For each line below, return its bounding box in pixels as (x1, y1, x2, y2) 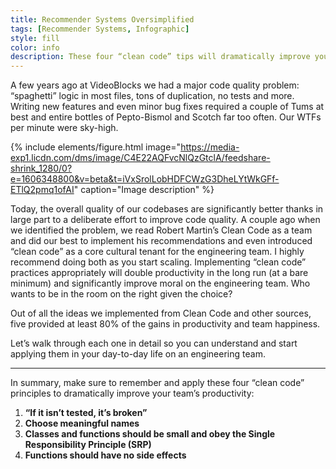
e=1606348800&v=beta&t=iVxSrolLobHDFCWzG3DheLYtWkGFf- (10, 173, 280, 185)
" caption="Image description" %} (73, 184, 215, 196)
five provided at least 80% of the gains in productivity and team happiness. (10, 318, 321, 330)
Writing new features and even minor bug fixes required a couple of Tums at (10, 101, 325, 113)
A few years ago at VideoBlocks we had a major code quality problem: (10, 79, 300, 91)
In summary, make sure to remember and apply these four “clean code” (10, 377, 305, 389)
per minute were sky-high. (10, 122, 119, 134)
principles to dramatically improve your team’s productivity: (10, 387, 255, 400)
